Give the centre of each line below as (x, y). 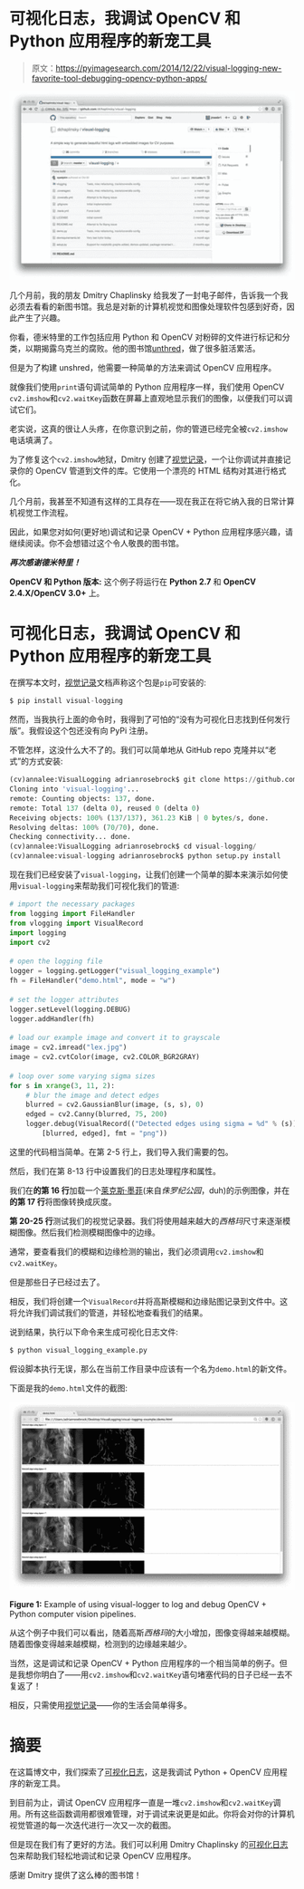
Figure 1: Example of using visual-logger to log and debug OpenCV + (138, 1605)
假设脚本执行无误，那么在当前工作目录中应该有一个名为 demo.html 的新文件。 (151, 1368)
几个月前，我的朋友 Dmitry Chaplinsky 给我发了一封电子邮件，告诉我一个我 (149, 295)
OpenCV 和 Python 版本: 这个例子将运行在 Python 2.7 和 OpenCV (133, 582)
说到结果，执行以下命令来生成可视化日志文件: (94, 1332)
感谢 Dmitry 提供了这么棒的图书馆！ (76, 1875)
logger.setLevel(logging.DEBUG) (70, 1009)
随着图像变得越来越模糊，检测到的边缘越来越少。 (100, 1644)
